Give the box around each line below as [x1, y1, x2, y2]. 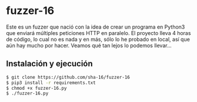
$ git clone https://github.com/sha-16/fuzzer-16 [6, 74, 131, 80]
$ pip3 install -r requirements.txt [6, 80, 96, 86]
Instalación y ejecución [6, 59, 93, 69]
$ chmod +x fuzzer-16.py [6, 85, 67, 91]
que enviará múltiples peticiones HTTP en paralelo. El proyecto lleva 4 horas [6, 29, 191, 36]
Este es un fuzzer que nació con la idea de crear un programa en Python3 [6, 23, 185, 30]
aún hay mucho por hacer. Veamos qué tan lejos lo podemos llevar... [6, 42, 172, 49]
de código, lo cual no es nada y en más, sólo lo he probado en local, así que [6, 36, 190, 43]
